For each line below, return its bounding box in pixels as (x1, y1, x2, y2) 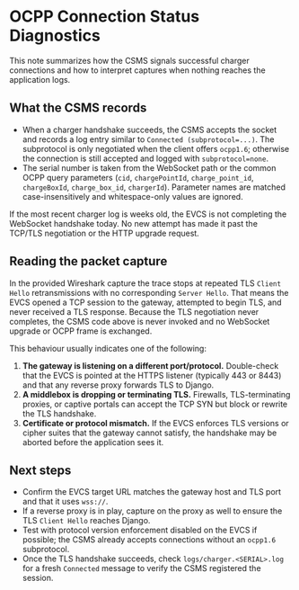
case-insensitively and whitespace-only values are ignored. (22, 191, 244, 201)
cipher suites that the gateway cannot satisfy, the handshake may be (22, 427, 277, 438)
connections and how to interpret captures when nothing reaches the (9, 65, 267, 76)
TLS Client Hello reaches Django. (22, 515, 151, 526)
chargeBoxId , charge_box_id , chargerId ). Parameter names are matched (22, 182, 286, 192)
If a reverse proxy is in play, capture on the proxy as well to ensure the (22, 505, 283, 516)
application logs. (9, 74, 71, 85)
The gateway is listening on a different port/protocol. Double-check (22, 360, 279, 371)
